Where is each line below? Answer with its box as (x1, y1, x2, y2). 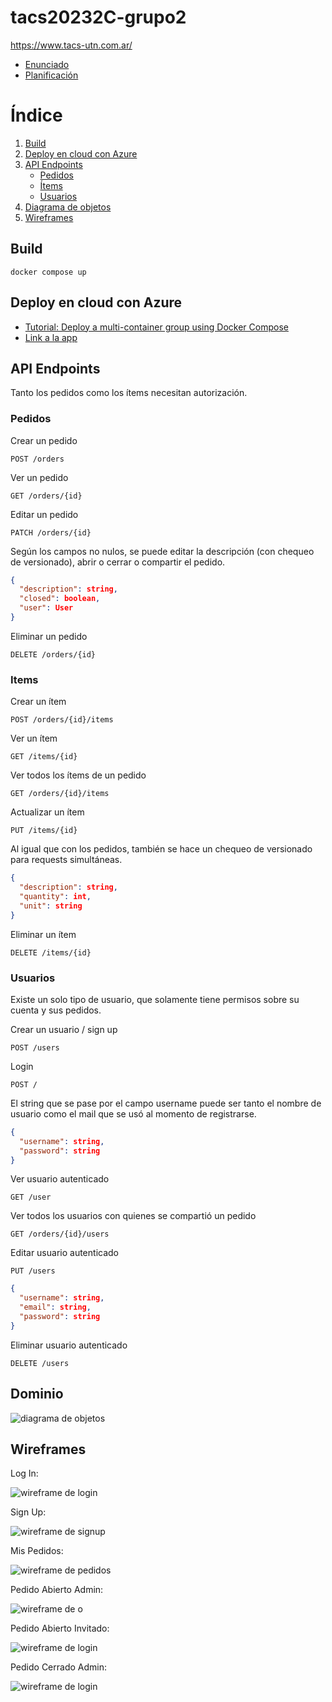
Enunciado (24, 58, 70, 70)
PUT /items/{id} (10, 826, 78, 836)
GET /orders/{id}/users (10, 1229, 110, 1240)
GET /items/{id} (10, 752, 78, 762)
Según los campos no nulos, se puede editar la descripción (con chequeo (10, 545, 315, 557)
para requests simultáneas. (10, 854, 123, 866)
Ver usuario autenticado (10, 1173, 110, 1185)
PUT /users (10, 1266, 56, 1276)
